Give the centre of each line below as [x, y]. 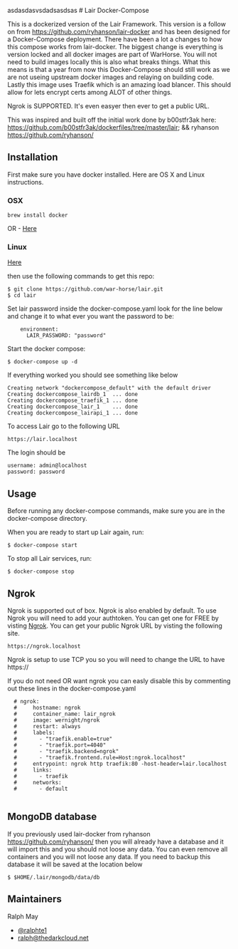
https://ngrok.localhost [44, 647]
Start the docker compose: [47, 349]
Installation [33, 157]
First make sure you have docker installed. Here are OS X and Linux [106, 175]
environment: [39, 330]
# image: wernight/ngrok [57, 720]
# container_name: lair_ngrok [65, 714]
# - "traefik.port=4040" [60, 745]
